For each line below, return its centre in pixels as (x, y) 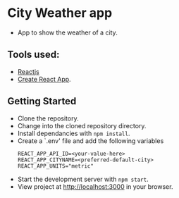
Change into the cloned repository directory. (82, 125)
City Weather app (60, 13)
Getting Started (42, 101)
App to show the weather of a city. (67, 32)
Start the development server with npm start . (83, 179)
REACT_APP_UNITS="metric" (55, 166)
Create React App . (44, 79)
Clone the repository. (48, 118)
